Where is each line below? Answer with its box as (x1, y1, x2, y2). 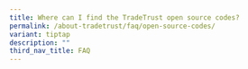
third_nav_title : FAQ (9, 47, 91, 56)
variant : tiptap (9, 30, 70, 39)
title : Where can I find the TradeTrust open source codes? (9, 13, 241, 22)
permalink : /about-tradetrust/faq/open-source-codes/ (9, 22, 216, 30)
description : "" (9, 38, 70, 47)
